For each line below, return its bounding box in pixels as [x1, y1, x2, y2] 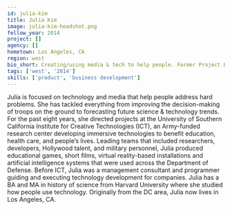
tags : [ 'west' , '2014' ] [7, 67, 76, 74]
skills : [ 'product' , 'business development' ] [7, 74, 140, 81]
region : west [7, 55, 45, 62]
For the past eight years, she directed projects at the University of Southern [7, 115, 222, 123]
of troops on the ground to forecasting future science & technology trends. [7, 107, 220, 116]
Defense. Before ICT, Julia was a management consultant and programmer [7, 166, 220, 174]
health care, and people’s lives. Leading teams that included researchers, [7, 137, 215, 145]
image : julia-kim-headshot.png [7, 23, 97, 30]
